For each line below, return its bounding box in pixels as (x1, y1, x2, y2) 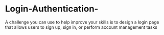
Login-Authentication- (5, 3, 99, 14)
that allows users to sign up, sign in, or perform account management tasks (5, 24, 158, 30)
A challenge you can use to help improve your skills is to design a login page (5, 19, 159, 25)
